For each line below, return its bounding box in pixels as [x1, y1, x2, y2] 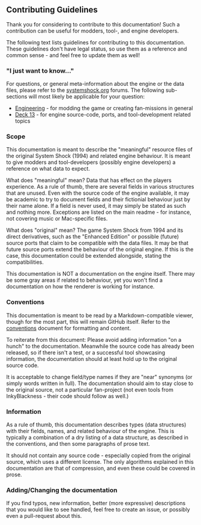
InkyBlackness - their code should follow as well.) [6, 392, 129, 399]
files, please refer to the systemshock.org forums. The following [6, 86, 164, 94]
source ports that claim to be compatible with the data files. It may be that [6, 240, 189, 247]
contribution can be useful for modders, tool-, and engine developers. [6, 27, 179, 34]
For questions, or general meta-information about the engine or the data [6, 80, 185, 88]
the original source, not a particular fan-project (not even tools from [6, 386, 174, 393]
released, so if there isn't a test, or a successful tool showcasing [6, 348, 166, 356]
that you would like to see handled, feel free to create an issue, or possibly [6, 506, 190, 513]
